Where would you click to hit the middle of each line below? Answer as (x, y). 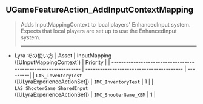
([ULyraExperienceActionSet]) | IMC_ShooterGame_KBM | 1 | (85, 94)
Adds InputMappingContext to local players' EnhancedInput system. (105, 24)
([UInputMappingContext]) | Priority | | (62, 62)
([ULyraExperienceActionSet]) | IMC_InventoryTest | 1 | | (84, 82)
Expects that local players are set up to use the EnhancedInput (98, 31)
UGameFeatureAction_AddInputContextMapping (100, 10)
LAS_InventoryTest (59, 76)
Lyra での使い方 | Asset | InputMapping (63, 55)
